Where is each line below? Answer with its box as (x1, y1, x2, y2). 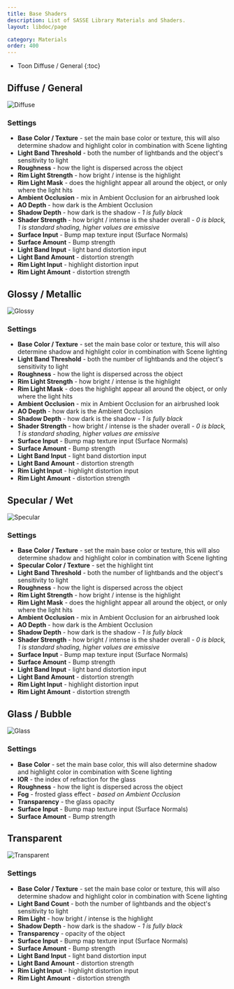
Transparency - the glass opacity (17, 797, 115, 805)
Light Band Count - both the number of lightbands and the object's (17, 899, 211, 908)
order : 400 (7, 43, 39, 50)
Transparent (7, 832, 63, 844)
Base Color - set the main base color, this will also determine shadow (17, 760, 218, 768)
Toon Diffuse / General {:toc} (17, 62, 101, 70)
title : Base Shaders (7, 10, 68, 18)
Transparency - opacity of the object (17, 929, 126, 937)
